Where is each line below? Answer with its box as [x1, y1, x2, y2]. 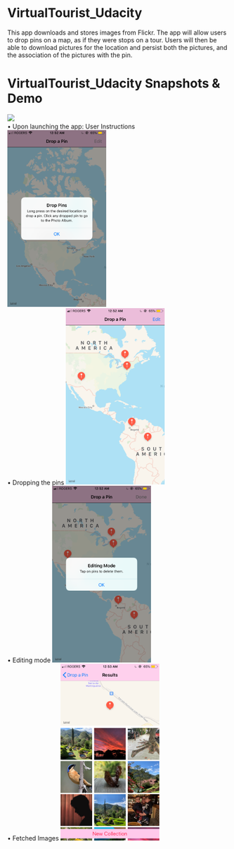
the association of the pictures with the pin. [7, 51, 133, 59]
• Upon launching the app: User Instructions [7, 122, 136, 130]
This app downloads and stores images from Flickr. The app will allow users [7, 28, 227, 37]
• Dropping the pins [7, 478, 65, 487]
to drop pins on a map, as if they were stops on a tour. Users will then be [7, 35, 217, 44]
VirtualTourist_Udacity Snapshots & [7, 75, 221, 92]
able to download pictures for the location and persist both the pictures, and [7, 43, 228, 51]
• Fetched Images [7, 833, 60, 842]
